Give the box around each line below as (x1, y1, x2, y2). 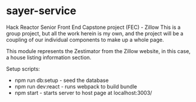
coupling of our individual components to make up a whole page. (6, 36, 164, 43)
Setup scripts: (6, 65, 40, 72)
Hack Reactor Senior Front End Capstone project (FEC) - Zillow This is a (6, 24, 181, 31)
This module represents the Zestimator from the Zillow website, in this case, (6, 47, 191, 54)
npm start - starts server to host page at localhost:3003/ (14, 89, 152, 96)
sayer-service (6, 4, 77, 18)
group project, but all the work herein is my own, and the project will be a (6, 29, 184, 37)
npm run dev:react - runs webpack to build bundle (14, 83, 138, 90)
